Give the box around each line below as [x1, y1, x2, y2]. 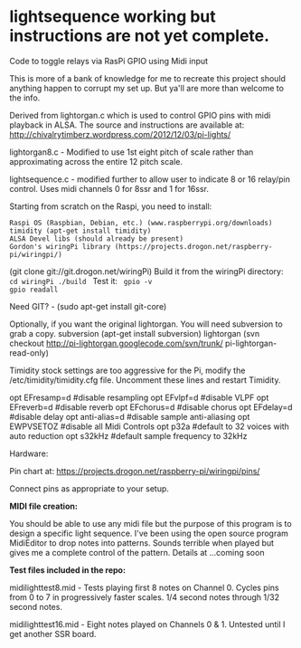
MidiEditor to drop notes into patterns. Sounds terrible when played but [9, 537, 274, 548]
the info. [9, 92, 41, 103]
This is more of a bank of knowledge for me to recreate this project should [9, 72, 287, 83]
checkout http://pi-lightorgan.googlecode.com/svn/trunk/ [9, 338, 223, 348]
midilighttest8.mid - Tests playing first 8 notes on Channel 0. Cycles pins [9, 582, 279, 593]
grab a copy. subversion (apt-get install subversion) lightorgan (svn [9, 328, 260, 338]
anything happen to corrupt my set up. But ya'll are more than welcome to [9, 82, 285, 93]
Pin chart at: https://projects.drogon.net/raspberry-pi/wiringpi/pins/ [9, 465, 260, 476]
